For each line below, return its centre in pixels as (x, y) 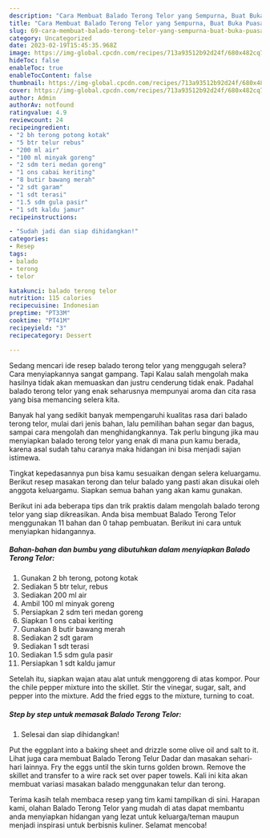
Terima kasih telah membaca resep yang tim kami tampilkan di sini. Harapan (135, 800)
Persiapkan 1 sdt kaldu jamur (68, 663)
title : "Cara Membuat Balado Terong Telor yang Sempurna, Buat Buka (126, 23)
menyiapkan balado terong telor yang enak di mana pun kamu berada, (125, 440)
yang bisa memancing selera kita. (64, 399)
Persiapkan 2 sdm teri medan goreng (82, 612)
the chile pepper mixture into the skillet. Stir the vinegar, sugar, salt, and (128, 687)
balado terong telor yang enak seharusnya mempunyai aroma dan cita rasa (133, 391)
